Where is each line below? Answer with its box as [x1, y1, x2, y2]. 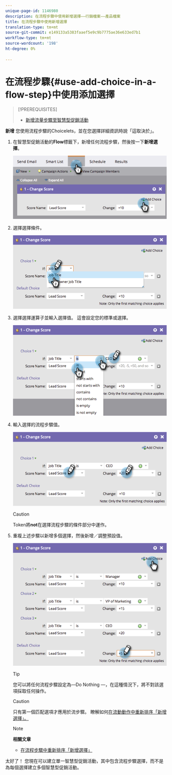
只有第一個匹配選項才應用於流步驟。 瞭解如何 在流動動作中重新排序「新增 [12, 709, 167, 715]
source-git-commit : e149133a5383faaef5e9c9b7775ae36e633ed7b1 [5, 30, 141, 35]
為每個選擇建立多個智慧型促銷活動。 [5, 764, 82, 770]
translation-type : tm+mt [5, 25, 58, 30]
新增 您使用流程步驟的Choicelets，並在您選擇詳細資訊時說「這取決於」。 [5, 127, 157, 134]
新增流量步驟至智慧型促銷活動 [25, 117, 89, 123]
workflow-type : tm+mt [5, 35, 52, 41]
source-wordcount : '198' [5, 41, 58, 46]
